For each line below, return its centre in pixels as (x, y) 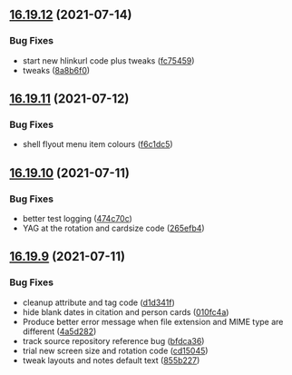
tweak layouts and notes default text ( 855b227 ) (111, 360)
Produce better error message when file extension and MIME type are (153, 321)
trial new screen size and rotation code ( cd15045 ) (115, 350)
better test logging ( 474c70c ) (78, 219)
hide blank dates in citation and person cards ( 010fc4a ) (126, 311)
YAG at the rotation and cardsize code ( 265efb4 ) (114, 228)
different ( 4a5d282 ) (59, 331)
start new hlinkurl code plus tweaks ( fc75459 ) (108, 60)
